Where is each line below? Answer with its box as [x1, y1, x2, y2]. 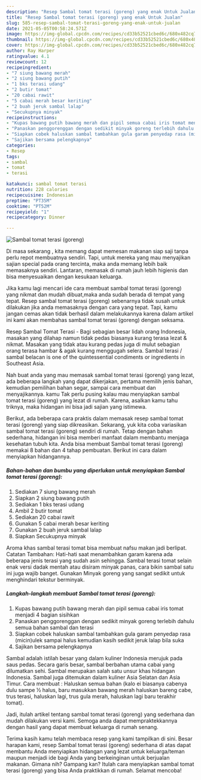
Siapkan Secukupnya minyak [14, 533, 87, 540]
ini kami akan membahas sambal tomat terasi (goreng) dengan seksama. [6, 317, 185, 324]
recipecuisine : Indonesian [6, 192, 74, 198]
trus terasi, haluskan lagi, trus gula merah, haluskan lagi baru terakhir [6, 693, 176, 700]
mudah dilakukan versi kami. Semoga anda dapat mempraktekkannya [6, 717, 178, 724]
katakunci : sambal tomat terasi [6, 181, 87, 187]
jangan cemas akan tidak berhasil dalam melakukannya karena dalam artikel [6, 310, 193, 317]
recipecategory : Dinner [6, 214, 66, 220]
